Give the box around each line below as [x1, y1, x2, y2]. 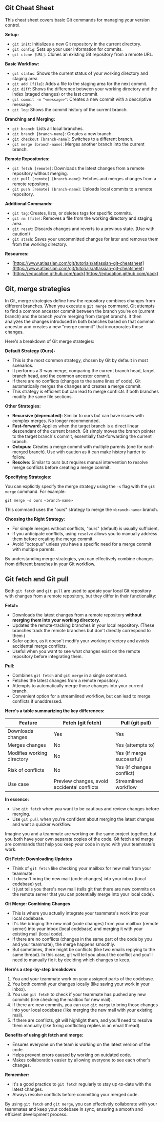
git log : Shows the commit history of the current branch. [12, 106, 128, 112]
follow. [12, 454, 26, 460]
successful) [115, 756, 143, 762]
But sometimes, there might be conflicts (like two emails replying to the [12, 947, 155, 953]
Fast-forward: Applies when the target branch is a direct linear [12, 423, 139, 429]
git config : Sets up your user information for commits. [12, 46, 123, 52]
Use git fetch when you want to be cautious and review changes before [12, 806, 159, 812]
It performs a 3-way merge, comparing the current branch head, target [12, 367, 155, 373]
